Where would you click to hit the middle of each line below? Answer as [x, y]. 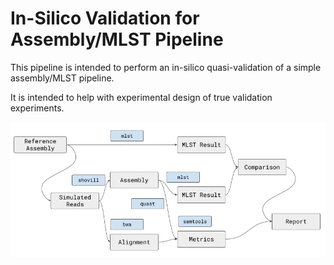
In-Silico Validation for [105, 18]
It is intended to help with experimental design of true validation [141, 97]
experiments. [37, 108]
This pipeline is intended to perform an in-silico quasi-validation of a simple [166, 67]
